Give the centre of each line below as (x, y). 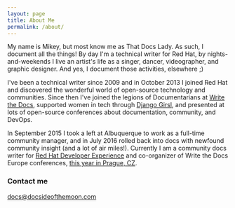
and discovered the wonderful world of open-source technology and (106, 90)
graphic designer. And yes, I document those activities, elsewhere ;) (106, 69)
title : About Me (31, 20)
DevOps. (20, 120)
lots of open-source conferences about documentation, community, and (112, 112)
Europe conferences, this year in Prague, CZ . (72, 163)
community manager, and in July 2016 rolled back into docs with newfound (116, 141)
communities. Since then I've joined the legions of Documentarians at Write (116, 97)
